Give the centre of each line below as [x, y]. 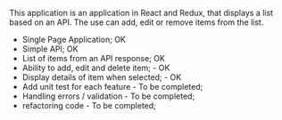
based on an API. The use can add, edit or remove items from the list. [137, 22]
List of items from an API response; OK [93, 58]
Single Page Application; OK [74, 40]
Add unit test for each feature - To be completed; [112, 87]
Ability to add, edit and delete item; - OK [96, 68]
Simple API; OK [50, 49]
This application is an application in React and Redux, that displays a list [141, 13]
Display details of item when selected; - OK [102, 77]
